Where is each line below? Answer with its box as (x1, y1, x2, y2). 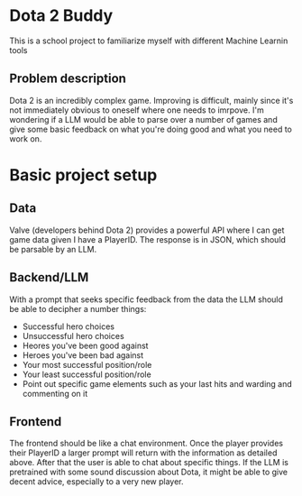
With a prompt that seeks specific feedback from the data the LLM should (9, 294, 284, 305)
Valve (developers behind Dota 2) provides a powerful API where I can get (9, 225, 285, 235)
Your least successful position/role (22, 369, 151, 380)
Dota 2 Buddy (9, 5, 114, 26)
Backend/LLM (9, 270, 89, 285)
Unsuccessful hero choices (22, 330, 124, 341)
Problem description (9, 71, 126, 87)
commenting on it (22, 388, 88, 399)
